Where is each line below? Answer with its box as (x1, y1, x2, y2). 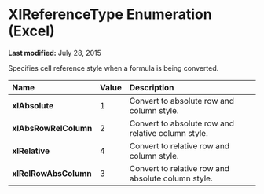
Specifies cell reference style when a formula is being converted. (8, 63, 219, 72)
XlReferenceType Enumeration (8, 5, 212, 24)
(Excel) (8, 22, 55, 40)
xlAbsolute (12, 100, 53, 111)
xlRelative (12, 145, 50, 156)
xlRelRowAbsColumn (12, 167, 92, 178)
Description (129, 82, 174, 93)
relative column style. (129, 127, 208, 138)
